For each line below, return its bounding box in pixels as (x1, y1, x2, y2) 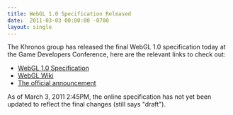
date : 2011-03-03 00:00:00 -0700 (7, 17, 110, 24)
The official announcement (17, 79, 97, 87)
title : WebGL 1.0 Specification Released (7, 10, 132, 18)
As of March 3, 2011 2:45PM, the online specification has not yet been (7, 92, 212, 101)
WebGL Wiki (17, 71, 55, 80)
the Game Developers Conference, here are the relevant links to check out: (7, 50, 226, 59)
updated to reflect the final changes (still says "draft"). (7, 100, 166, 109)
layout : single (7, 23, 52, 30)
